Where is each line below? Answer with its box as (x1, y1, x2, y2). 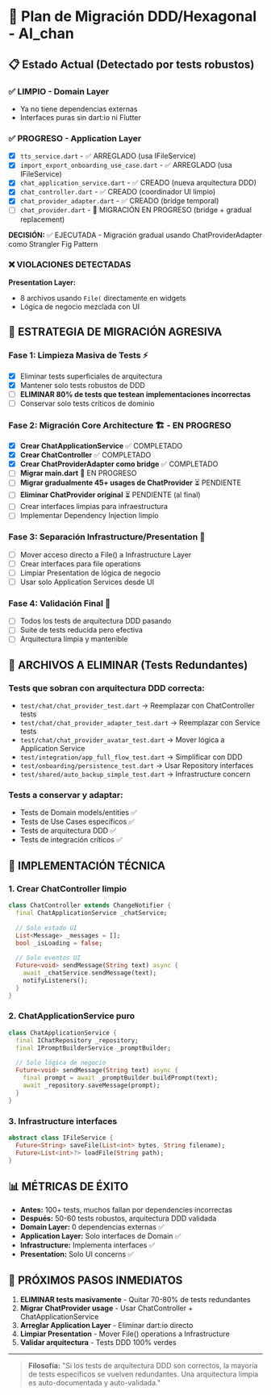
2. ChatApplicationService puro (8, 1010, 135, 1021)
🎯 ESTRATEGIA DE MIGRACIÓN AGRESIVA (8, 325, 223, 339)
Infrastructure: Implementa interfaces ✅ (19, 1240, 156, 1250)
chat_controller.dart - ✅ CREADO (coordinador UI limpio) (19, 187, 216, 197)
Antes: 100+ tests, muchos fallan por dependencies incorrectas (19, 1205, 232, 1215)
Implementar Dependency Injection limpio (19, 511, 159, 520)
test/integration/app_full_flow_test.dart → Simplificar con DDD (19, 752, 244, 762)
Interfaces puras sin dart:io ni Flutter (19, 112, 141, 122)
